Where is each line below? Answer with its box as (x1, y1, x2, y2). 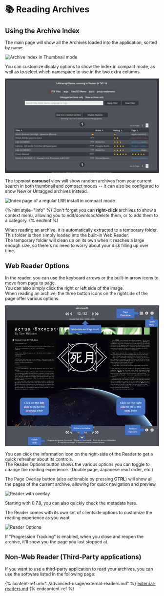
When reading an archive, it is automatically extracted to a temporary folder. (5, 227, 158, 233)
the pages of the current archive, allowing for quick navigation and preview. (5, 481, 157, 487)
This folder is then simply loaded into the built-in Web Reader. (5, 232, 129, 238)
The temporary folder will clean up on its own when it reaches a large (5, 238, 144, 243)
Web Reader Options (5, 262, 69, 270)
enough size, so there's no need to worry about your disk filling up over (5, 242, 149, 249)
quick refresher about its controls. (5, 456, 73, 462)
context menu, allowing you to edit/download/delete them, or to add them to (5, 213, 158, 219)
